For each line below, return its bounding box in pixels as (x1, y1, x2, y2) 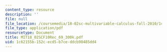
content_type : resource (5, 7, 55, 12)
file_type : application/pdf (5, 26, 64, 31)
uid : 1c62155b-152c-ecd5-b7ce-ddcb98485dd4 (5, 40, 97, 45)
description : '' (5, 12, 39, 17)
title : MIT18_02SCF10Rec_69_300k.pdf (5, 35, 83, 40)
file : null (5, 16, 28, 21)
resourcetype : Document (5, 30, 55, 35)
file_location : (5, 21, 37, 26)
